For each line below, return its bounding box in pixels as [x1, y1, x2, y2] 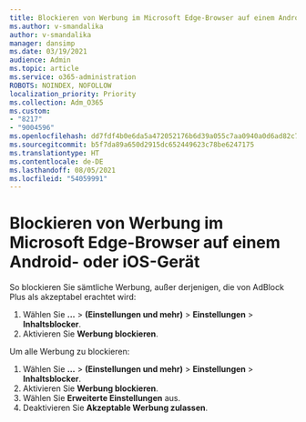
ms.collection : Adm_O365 [9, 97, 104, 107]
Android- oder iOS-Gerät [9, 252, 200, 273]
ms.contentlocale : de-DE [9, 156, 104, 166]
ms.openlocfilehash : [9, 132, 88, 141]
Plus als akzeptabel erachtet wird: [9, 292, 137, 303]
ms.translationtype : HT [9, 148, 100, 157]
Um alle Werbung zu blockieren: [9, 347, 130, 357]
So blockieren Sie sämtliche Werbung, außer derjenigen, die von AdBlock [9, 282, 285, 293]
